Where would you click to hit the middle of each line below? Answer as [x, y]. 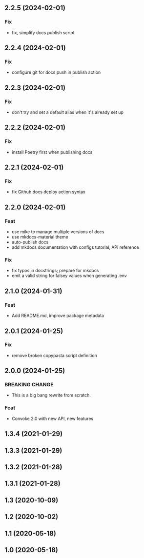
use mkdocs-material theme [40, 237]
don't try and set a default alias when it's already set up [68, 112]
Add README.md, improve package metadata [58, 316]
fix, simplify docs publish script [43, 32]
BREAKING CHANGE [29, 385]
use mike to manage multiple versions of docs [58, 232]
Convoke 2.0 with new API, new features [52, 418]
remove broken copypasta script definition [54, 355]
